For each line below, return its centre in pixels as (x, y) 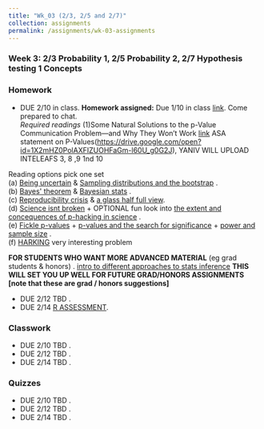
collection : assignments (50, 23)
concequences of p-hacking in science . (75, 216)
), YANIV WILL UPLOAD (210, 150)
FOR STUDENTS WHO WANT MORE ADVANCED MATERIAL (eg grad (123, 258)
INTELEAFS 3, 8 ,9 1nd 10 (62, 158)
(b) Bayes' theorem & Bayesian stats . (70, 191)
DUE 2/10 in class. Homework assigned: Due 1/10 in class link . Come (134, 107)
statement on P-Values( (58, 142)
